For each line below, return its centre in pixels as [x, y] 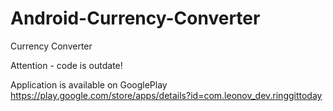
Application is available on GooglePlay [89, 84]
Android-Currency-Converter [135, 18]
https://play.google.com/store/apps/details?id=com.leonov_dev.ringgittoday [166, 95]
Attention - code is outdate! [66, 65]
